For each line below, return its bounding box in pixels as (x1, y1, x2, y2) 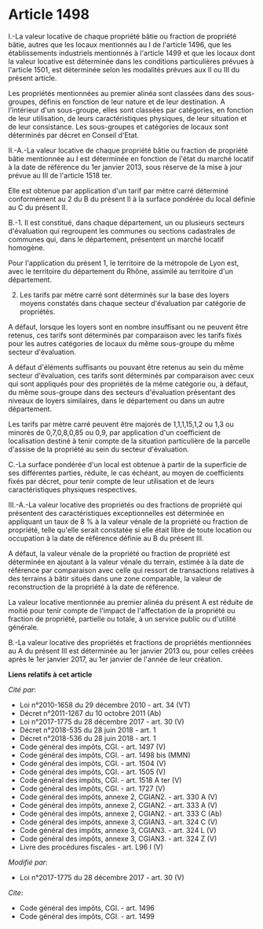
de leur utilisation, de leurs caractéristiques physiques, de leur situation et (8, 113, 247, 123)
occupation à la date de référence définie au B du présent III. (8, 533, 204, 543)
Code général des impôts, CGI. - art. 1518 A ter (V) (19, 775, 182, 784)
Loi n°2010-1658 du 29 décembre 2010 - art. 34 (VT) (19, 700, 191, 710)
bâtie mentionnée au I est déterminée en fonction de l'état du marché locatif (8, 153, 254, 163)
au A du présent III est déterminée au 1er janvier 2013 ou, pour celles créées (8, 646, 254, 655)
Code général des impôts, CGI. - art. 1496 (19, 903, 155, 912)
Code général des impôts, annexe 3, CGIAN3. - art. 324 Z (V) (19, 834, 217, 843)
